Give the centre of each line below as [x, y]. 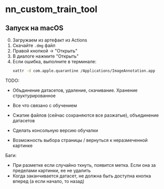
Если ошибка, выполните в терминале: [54, 61]
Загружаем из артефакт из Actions [50, 40]
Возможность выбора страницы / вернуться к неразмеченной [80, 140]
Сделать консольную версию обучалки [55, 130]
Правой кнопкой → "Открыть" [45, 51]
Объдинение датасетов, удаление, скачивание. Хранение [75, 90]
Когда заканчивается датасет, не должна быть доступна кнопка [82, 176]
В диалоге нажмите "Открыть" [46, 56]
